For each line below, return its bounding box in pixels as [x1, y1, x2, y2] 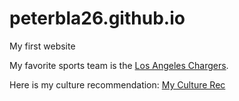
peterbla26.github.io [9, 7, 186, 30]
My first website [9, 40, 76, 52]
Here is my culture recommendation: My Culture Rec [9, 78, 226, 91]
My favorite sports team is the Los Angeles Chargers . [9, 59, 229, 71]
